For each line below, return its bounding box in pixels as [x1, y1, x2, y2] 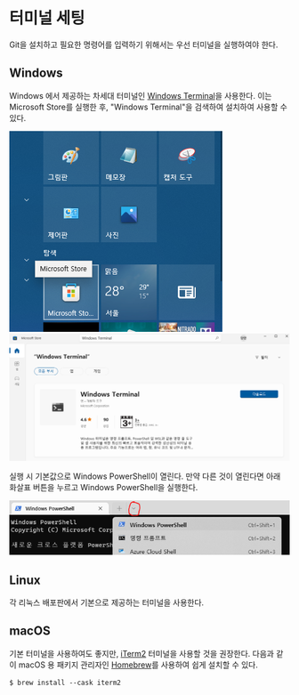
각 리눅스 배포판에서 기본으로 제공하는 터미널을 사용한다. [9, 597, 205, 608]
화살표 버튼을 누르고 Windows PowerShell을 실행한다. [9, 481, 198, 492]
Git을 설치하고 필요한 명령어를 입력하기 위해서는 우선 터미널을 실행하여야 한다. [9, 39, 279, 50]
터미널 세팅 [9, 8, 85, 28]
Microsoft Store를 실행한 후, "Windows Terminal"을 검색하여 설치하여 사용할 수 [9, 101, 287, 112]
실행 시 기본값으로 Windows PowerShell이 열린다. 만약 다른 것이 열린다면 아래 [9, 471, 281, 481]
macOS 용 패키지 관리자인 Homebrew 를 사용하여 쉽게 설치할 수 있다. [18, 659, 258, 670]
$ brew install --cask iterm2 [9, 678, 122, 687]
